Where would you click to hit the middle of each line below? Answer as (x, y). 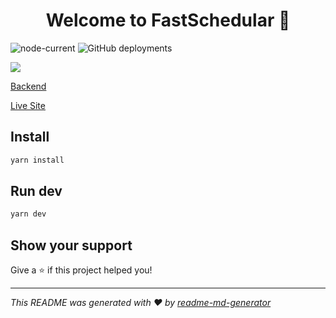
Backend (28, 86)
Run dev (36, 191)
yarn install (37, 160)
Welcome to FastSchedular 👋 (168, 20)
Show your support (71, 245)
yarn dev (28, 214)
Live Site (28, 105)
